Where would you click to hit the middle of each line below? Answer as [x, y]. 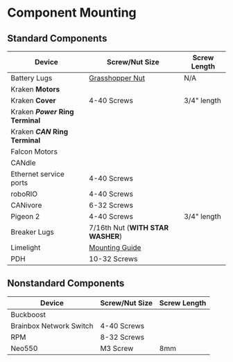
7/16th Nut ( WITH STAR [129, 228]
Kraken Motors [35, 89]
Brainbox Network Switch [52, 325]
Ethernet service [37, 174]
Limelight [26, 247]
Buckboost [28, 314]
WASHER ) [106, 236]
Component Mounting [72, 13]
